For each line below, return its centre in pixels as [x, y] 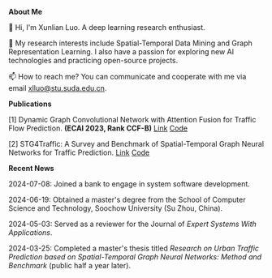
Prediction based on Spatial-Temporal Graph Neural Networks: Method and [135, 257]
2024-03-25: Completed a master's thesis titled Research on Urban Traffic [134, 248]
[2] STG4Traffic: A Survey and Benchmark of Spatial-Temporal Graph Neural [136, 144]
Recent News [31, 168]
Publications [30, 104]
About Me [26, 12]
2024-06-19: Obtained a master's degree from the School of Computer [127, 199]
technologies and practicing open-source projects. [93, 60]
